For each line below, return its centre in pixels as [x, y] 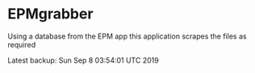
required [22, 44]
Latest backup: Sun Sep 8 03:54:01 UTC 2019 [83, 60]
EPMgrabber [50, 14]
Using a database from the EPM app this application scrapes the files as [127, 36]
